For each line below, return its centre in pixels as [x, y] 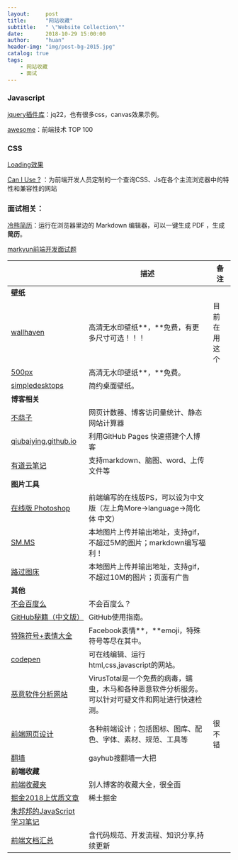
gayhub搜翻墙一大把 [122, 758]
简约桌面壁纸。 [113, 386]
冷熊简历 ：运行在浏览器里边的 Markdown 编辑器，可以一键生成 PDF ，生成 [116, 225]
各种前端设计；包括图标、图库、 [142, 729]
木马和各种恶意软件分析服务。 [152, 689]
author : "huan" [36, 40]
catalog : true [28, 54]
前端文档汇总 [33, 841]
